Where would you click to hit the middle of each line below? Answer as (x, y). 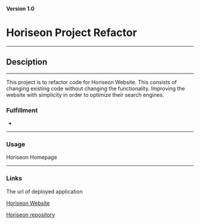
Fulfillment (22, 110)
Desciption (27, 62)
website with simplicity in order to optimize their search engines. (85, 94)
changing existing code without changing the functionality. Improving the (96, 88)
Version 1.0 (20, 9)
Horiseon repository (31, 214)
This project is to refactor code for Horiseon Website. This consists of (92, 82)
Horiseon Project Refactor (72, 33)
